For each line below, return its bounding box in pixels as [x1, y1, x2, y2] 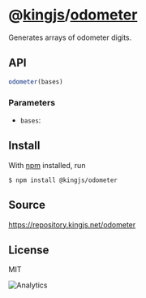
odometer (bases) [8, 77, 63, 86]
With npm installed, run [8, 160, 86, 170]
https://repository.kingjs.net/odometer [8, 219, 136, 229]
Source [8, 198, 46, 212]
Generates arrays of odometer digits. [8, 32, 132, 42]
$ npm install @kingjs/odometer [8, 176, 118, 184]
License [8, 243, 49, 257]
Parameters [8, 97, 55, 108]
